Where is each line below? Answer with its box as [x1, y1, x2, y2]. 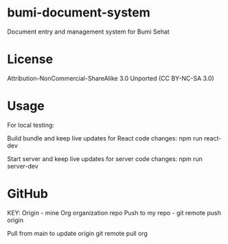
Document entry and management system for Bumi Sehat [7, 27, 170, 36]
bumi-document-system [7, 5, 151, 21]
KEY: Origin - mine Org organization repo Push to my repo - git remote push [7, 208, 221, 217]
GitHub [7, 186, 48, 202]
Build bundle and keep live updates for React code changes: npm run [7, 134, 203, 142]
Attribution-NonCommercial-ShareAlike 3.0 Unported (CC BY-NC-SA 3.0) [7, 74, 214, 82]
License [7, 51, 54, 67]
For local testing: [7, 121, 55, 129]
